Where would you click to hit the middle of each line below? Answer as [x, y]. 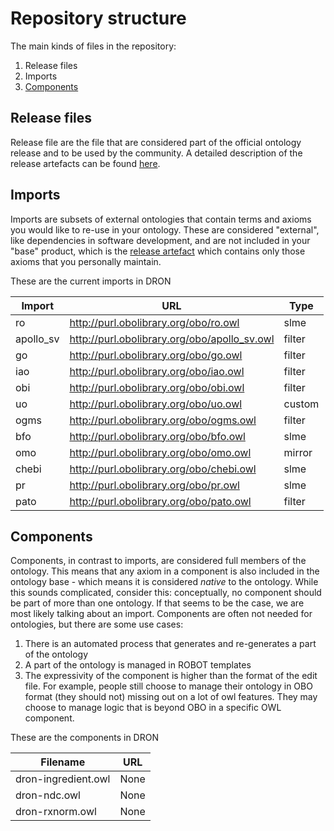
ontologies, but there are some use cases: [97, 624]
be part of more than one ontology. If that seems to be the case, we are [157, 603]
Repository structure [98, 18]
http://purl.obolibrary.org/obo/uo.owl [156, 404]
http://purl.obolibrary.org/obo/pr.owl [154, 485]
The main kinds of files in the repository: [93, 46]
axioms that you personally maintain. [86, 261]
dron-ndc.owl [48, 795]
